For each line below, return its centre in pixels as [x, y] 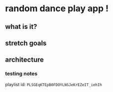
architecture [25, 60]
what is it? [21, 27]
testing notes [21, 74]
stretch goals [26, 43]
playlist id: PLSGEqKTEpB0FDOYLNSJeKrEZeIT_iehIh [54, 84]
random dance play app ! [57, 9]
